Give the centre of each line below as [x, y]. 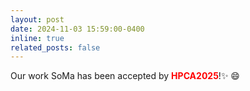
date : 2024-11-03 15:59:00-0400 [77, 29]
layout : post [37, 19]
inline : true [37, 38]
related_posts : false [55, 47]
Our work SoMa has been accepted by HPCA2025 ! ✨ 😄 [125, 76]
